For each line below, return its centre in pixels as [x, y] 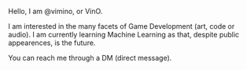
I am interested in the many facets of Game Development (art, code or [122, 26]
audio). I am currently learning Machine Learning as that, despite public [124, 35]
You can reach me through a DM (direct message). [90, 58]
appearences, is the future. [52, 43]
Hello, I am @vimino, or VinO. [55, 11]
